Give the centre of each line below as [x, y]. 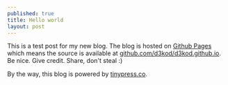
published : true [31, 13]
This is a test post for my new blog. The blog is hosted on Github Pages [109, 46]
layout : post [26, 26]
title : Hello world [35, 20]
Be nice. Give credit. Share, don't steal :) [65, 61]
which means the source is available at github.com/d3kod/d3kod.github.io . [114, 53]
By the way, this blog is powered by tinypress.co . [78, 74]
